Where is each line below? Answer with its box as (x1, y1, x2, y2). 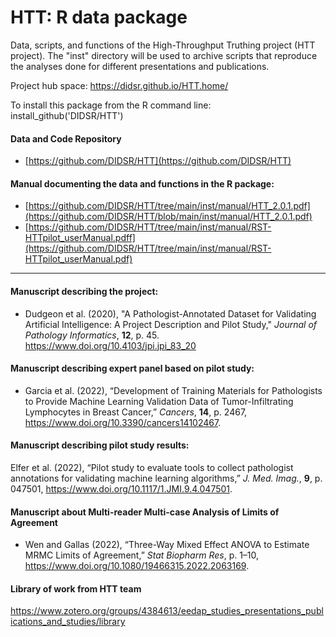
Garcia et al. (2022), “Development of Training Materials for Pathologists (24, 384, 323, 396)
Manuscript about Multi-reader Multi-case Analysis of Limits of (10, 506, 280, 518)
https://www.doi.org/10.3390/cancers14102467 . (24, 416, 222, 428)
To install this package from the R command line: (10, 99, 212, 111)
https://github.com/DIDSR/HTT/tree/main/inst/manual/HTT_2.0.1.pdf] (28, 200, 311, 212)
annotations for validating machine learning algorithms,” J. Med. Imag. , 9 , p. (10, 472, 323, 484)
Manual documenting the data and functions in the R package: (10, 177, 275, 190)
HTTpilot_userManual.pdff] (24, 232, 136, 244)
